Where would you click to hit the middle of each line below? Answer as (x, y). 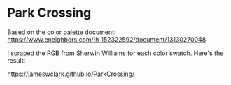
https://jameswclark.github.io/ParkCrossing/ (71, 74)
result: (16, 60)
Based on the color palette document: (62, 32)
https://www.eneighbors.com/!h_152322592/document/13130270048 (107, 39)
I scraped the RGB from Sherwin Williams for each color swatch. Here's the (115, 53)
